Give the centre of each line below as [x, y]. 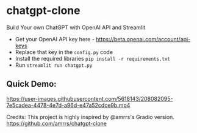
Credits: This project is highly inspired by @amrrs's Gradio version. [91, 117]
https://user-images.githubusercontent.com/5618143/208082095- [90, 98]
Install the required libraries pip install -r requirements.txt [93, 58]
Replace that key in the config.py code [64, 52]
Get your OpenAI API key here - [55, 39]
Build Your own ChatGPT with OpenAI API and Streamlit [76, 27]
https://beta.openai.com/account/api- [143, 39]
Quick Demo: [31, 84]
